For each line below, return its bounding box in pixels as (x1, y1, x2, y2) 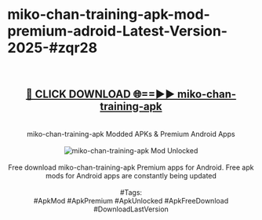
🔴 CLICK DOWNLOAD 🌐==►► (25, 88, 176, 101)
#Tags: (119, 187, 143, 197)
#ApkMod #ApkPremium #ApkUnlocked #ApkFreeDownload (33, 196, 229, 205)
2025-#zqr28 (7, 39, 98, 57)
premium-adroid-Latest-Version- (7, 22, 228, 40)
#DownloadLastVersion (93, 204, 169, 214)
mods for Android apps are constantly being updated (45, 170, 217, 180)
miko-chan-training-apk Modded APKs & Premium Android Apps (26, 129, 236, 138)
